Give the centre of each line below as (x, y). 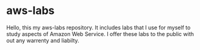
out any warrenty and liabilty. (43, 40)
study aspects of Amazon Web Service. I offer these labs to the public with (100, 34)
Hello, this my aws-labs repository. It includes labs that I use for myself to (98, 27)
